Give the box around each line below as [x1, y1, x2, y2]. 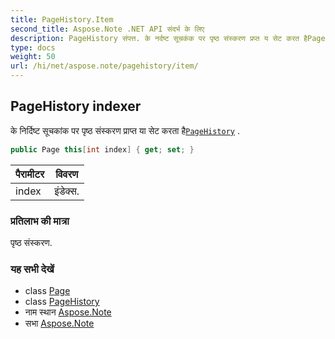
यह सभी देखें [10, 262, 55, 276]
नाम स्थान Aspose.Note [24, 306, 112, 318]
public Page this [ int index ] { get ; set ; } [10, 144, 195, 155]
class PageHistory [24, 296, 100, 308]
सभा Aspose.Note [24, 317, 95, 330]
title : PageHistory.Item [10, 14, 114, 25]
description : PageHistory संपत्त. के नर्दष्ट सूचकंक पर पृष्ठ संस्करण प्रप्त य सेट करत [10, 33, 300, 43]
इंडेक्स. [54, 184, 80, 198]
